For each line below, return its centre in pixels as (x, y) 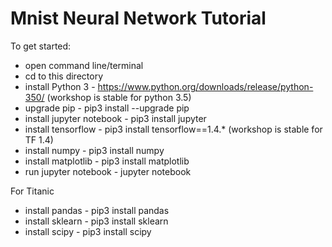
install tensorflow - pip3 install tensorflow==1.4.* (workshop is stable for (173, 129)
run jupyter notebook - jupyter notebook (108, 171)
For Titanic (32, 191)
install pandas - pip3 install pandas (97, 210)
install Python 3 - (60, 86)
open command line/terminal (84, 65)
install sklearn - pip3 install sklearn (96, 221)
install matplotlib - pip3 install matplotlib (107, 161)
